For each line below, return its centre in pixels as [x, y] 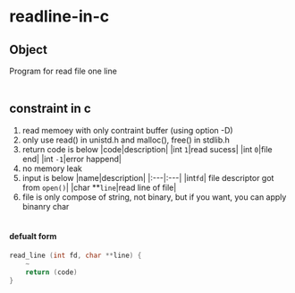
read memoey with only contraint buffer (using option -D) [128, 130]
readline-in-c [59, 17]
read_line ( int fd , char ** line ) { [76, 256]
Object [28, 50]
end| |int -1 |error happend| [72, 159]
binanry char [46, 206]
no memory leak [52, 168]
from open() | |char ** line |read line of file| [99, 187]
